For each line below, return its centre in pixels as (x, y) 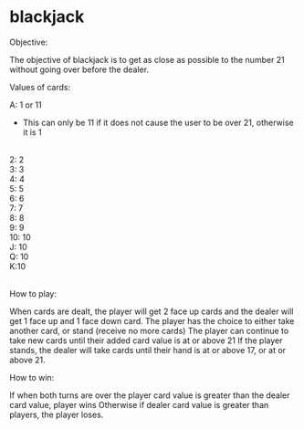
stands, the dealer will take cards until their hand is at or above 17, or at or (147, 350)
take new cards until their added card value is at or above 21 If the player (146, 340)
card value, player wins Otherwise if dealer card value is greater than (139, 404)
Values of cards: (40, 87)
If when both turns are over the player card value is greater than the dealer (150, 395)
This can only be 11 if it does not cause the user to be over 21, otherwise (158, 122)
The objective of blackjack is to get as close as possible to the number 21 (147, 59)
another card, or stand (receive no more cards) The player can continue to (149, 330)
